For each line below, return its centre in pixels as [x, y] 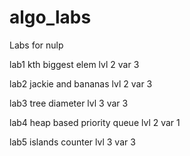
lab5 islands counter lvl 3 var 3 [72, 142]
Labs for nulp [36, 45]
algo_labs [50, 17]
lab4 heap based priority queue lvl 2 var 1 [95, 122]
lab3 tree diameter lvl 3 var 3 [69, 103]
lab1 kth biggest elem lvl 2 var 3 [74, 64]
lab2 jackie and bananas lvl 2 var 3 [81, 83]
